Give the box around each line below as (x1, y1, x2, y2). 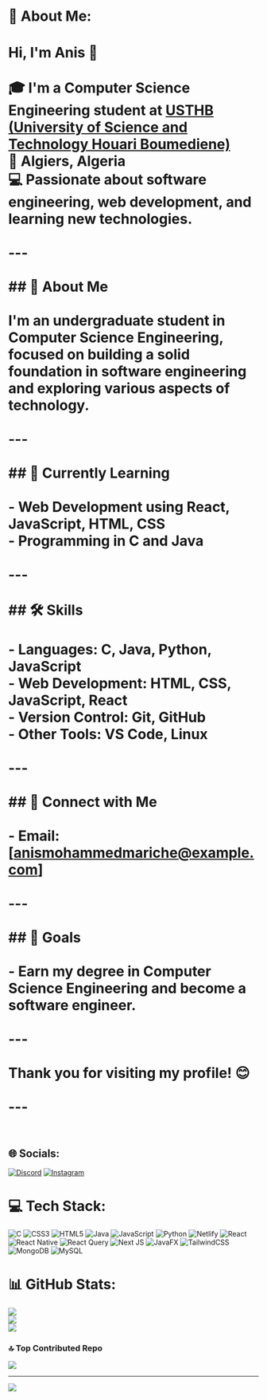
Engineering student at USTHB (8, 101, 215, 120)
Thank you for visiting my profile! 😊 (8, 1064, 250, 1083)
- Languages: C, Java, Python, (8, 641, 212, 659)
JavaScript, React (8, 691, 128, 710)
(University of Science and (8, 119, 188, 136)
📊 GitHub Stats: (8, 1276, 117, 1294)
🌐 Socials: (8, 1146, 60, 1160)
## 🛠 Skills (8, 601, 83, 619)
